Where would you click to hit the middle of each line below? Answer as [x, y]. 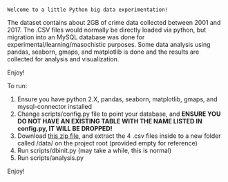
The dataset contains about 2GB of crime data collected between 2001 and [114, 22]
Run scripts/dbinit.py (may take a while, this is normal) [94, 150]
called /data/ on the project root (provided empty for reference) [107, 143]
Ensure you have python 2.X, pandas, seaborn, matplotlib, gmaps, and [117, 99]
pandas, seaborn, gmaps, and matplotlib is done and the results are [103, 52]
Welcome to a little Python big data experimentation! [88, 10]
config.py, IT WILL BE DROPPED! [65, 129]
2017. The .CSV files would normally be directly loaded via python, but [107, 30]
